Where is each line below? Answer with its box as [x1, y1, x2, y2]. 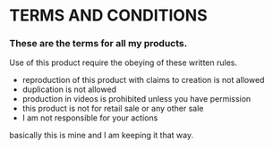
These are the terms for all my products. [9, 37, 188, 50]
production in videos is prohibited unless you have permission [21, 94, 252, 104]
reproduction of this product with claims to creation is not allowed [21, 75, 265, 86]
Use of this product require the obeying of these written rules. [9, 57, 238, 68]
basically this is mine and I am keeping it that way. [9, 130, 194, 141]
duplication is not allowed [21, 84, 117, 95]
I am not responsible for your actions [21, 112, 158, 123]
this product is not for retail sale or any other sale [21, 103, 204, 114]
